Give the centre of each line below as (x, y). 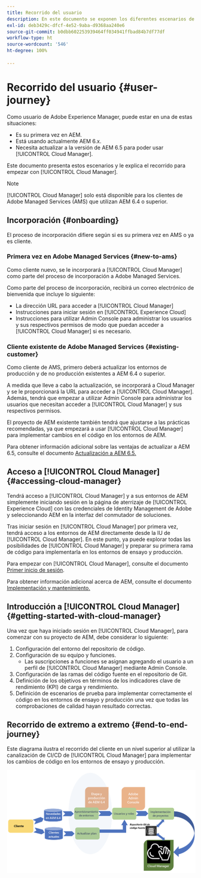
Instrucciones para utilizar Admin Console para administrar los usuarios (103, 318)
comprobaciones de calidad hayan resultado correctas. (83, 706)
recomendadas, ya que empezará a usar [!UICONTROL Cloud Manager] (95, 429)
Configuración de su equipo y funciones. (66, 655)
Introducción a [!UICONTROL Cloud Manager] (93, 607)
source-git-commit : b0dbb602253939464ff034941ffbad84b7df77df (86, 32)
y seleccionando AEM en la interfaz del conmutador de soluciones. (89, 515)
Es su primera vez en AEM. (49, 134)
